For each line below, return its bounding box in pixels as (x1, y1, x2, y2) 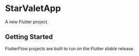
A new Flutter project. (5, 19, 49, 25)
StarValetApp (5, 3, 61, 14)
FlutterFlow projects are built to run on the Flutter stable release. (5, 45, 135, 51)
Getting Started (5, 33, 53, 41)
